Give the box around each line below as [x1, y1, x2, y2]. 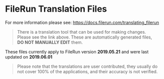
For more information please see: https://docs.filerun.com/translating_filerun [5, 20, 159, 25]
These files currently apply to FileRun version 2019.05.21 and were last [5, 49, 149, 55]
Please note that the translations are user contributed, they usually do [17, 63, 158, 69]
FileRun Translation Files [5, 3, 107, 15]
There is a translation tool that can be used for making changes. [17, 29, 146, 35]
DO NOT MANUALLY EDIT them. [17, 39, 83, 45]
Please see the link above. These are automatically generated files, [17, 34, 153, 40]
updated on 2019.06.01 [5, 54, 53, 59]
